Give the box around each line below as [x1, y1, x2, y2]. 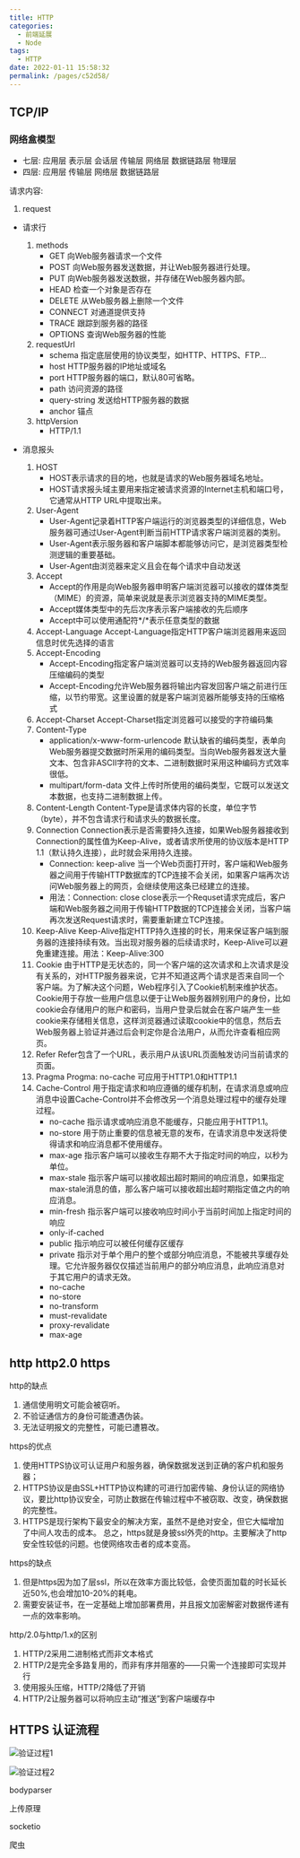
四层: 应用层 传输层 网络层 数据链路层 [21, 167, 159, 178]
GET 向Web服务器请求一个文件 [48, 250, 163, 261]
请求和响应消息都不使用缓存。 [56, 1138, 167, 1149]
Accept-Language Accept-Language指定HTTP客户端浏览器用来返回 [35, 626, 287, 637]
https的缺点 [9, 1557, 52, 1568]
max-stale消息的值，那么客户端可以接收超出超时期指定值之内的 [48, 1183, 282, 1194]
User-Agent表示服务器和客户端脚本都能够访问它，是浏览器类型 [48, 538, 280, 549]
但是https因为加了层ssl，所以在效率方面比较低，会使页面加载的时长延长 [21, 1576, 287, 1588]
